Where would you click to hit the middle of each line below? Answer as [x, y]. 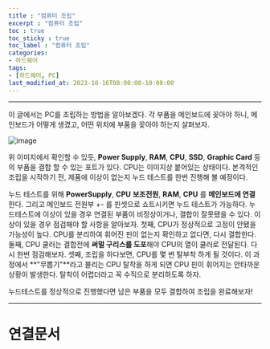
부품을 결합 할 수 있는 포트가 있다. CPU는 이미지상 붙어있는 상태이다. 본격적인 [137, 167]
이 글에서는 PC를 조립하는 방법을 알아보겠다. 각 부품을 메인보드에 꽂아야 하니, [129, 114]
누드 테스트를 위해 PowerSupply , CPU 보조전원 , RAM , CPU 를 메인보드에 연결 [132, 194]
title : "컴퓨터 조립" [42, 16]
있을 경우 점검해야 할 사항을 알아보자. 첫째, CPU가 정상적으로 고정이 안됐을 [140, 224]
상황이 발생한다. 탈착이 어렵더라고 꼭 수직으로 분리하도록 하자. [105, 274]
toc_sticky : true [39, 38]
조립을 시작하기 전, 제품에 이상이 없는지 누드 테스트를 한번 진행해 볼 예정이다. [128, 177]
